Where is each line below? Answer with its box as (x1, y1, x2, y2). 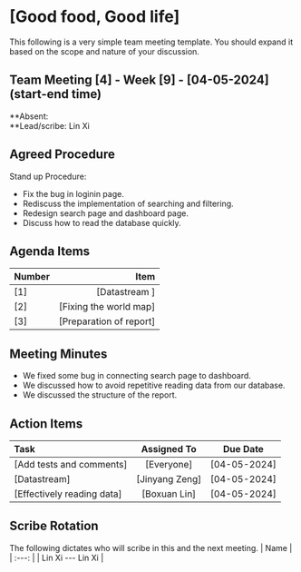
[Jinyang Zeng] (135, 473, 202, 485)
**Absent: (9, 111, 49, 122)
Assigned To (141, 443, 197, 455)
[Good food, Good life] (9, 6, 180, 27)
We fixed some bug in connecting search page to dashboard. (22, 370, 252, 381)
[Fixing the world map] (58, 301, 156, 313)
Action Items (9, 416, 83, 431)
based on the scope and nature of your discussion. (9, 45, 199, 56)
